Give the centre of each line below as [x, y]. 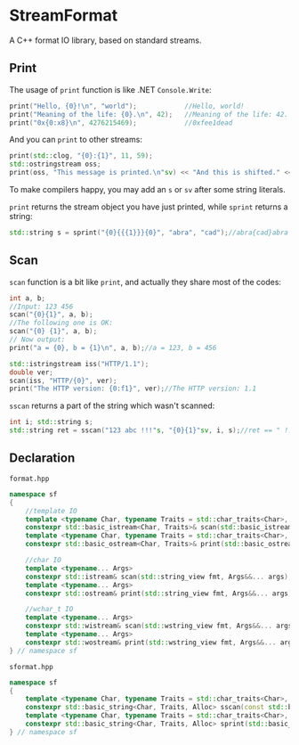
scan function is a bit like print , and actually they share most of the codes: [145, 282]
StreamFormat [64, 16]
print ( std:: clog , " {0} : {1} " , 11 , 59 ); [81, 156]
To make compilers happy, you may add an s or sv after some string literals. [148, 189]
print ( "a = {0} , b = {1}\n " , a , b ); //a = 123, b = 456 [113, 348]
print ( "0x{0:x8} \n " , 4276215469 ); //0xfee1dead [121, 123]
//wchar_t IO [49, 610]
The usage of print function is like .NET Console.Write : [110, 89]
